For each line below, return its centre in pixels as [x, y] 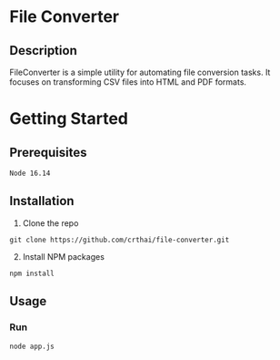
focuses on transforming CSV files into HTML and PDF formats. [128, 82]
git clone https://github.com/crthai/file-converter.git [120, 240]
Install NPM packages [63, 256]
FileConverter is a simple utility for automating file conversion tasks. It [140, 72]
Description [43, 51]
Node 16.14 [30, 173]
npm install [32, 273]
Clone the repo [50, 223]
